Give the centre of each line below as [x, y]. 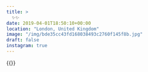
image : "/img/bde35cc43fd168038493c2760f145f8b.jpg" [75, 34]
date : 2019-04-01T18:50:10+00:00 [49, 23]
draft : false [23, 40]
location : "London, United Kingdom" [53, 29]
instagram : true [27, 46]
